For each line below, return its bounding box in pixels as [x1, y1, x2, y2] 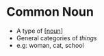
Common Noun [6, 4, 94, 20]
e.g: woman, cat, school [16, 41, 84, 49]
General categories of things [16, 33, 97, 42]
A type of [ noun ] [16, 27, 63, 35]
